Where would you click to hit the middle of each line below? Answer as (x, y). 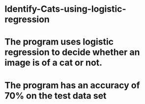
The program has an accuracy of (72, 85)
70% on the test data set (56, 95)
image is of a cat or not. (54, 63)
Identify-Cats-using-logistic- (65, 9)
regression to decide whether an (72, 52)
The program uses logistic (59, 42)
